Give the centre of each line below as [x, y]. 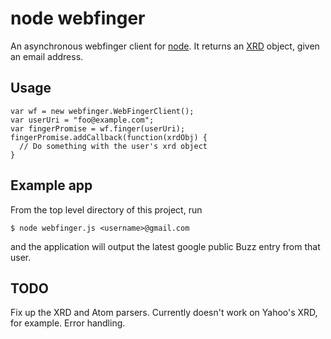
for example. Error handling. [68, 323]
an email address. [47, 56]
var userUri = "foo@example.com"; [82, 120]
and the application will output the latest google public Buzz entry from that [165, 246]
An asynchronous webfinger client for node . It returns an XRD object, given [165, 46]
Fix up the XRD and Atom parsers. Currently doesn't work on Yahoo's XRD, [164, 313]
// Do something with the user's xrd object [113, 146]
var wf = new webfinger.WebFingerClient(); [102, 111]
